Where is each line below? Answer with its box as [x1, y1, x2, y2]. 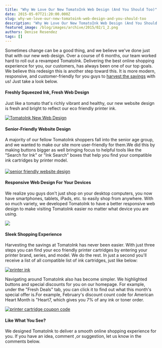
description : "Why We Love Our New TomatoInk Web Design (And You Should [5, 20, 158, 26]
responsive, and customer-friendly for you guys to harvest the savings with [5, 73, 156, 79]
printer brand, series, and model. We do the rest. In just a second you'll [5, 252, 147, 258]
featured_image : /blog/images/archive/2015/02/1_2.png [5, 25, 118, 30]
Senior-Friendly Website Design [5, 126, 71, 132]
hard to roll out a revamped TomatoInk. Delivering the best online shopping [5, 58, 154, 64]
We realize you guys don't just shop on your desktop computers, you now [5, 190, 153, 197]
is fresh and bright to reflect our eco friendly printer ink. [5, 105, 116, 112]
